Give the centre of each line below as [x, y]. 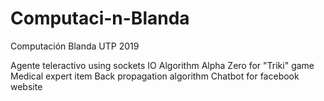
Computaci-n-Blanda [100, 18]
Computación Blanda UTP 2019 [75, 46]
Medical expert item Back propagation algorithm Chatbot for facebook [155, 76]
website [26, 86]
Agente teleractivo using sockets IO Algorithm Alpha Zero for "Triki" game [162, 65]
